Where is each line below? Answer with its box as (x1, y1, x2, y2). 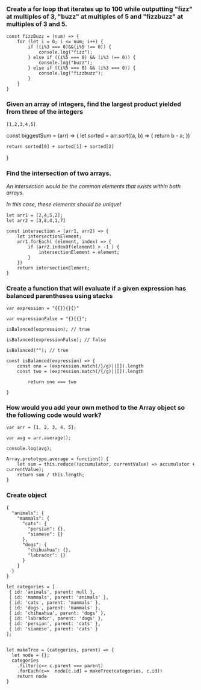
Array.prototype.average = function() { (6, 456, 110, 462)
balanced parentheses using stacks (6, 291, 113, 300)
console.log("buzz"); (38, 60, 93, 66)
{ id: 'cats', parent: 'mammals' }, (8, 599, 101, 606)
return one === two (28, 379, 77, 385)
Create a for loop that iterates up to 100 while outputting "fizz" (6, 5, 193, 13)
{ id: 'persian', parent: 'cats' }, (8, 620, 101, 627)
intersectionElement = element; (38, 249, 120, 255)
